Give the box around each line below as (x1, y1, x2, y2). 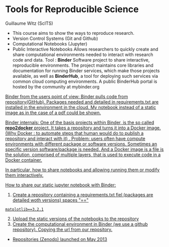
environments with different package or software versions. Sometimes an (5, 140, 157, 147)
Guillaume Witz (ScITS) (5, 20, 53, 26)
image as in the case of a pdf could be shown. (5, 110, 101, 116)
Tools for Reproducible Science (5, 4, 139, 15)
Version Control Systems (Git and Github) (12, 35, 98, 41)
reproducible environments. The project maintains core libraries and (12, 62, 153, 68)
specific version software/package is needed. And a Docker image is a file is (5, 146, 164, 152)
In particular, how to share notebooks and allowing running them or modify (5, 167, 160, 173)
